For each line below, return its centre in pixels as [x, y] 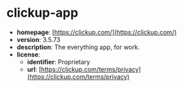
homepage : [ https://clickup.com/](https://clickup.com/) [97, 32]
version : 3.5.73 [38, 39]
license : [28, 54]
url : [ [34, 69]
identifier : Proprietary [59, 61]
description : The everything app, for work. [78, 47]
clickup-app [43, 13]
